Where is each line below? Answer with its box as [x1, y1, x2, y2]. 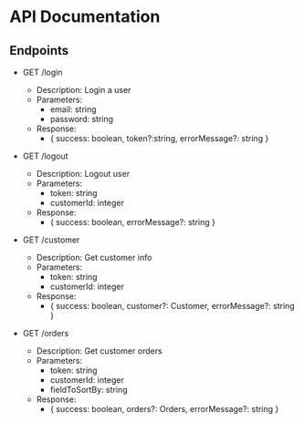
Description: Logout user [36, 169, 131, 179]
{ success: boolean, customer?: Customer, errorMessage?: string [49, 301, 295, 311]
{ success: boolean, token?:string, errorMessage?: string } [49, 133, 269, 143]
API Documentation [9, 6, 161, 27]
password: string [49, 114, 114, 124]
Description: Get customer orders [36, 346, 162, 356]
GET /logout [22, 150, 68, 161]
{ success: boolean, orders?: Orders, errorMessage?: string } [49, 404, 279, 414]
